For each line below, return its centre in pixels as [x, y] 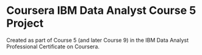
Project [25, 23]
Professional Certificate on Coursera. [53, 47]
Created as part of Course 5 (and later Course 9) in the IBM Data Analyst [98, 40]
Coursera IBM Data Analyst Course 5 [101, 11]
